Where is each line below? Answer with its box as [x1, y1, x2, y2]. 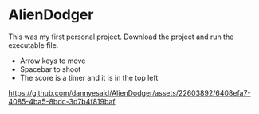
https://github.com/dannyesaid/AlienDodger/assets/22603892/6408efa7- [8, 88, 251, 97]
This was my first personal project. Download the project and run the [8, 32, 234, 41]
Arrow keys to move [19, 56, 86, 65]
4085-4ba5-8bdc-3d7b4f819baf [8, 96, 116, 106]
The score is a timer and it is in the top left [19, 73, 159, 82]
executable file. [8, 40, 59, 49]
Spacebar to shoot [19, 64, 81, 73]
